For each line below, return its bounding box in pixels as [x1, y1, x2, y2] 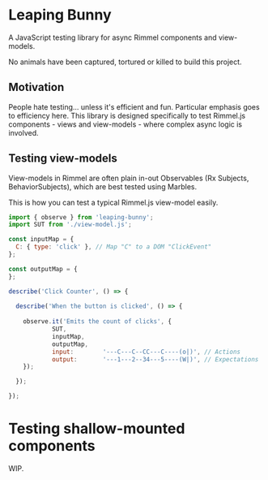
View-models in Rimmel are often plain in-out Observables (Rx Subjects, [8, 173, 249, 183]
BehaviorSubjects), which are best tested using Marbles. [8, 181, 197, 192]
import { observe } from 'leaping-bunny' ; [8, 213, 154, 221]
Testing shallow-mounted [8, 420, 185, 438]
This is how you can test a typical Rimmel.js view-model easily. [8, 197, 219, 207]
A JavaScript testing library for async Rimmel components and [8, 32, 217, 42]
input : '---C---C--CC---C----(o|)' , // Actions [51, 348, 241, 356]
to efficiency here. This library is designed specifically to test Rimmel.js [8, 110, 246, 120]
